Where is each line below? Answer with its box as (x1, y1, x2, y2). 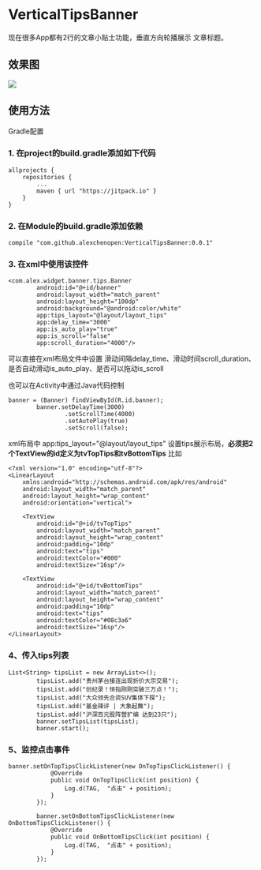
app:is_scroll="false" (36, 332, 111, 340)
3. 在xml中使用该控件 (8, 259, 89, 270)
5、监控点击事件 (8, 744, 70, 755)
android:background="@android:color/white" (36, 305, 181, 313)
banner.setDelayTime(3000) (36, 403, 125, 411)
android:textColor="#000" (36, 554, 122, 562)
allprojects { (8, 166, 55, 174)
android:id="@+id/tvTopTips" (36, 519, 132, 528)
